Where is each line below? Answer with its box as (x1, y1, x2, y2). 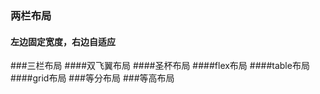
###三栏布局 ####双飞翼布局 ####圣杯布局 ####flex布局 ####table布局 (10, 60, 310, 72)
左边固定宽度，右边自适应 (10, 35, 116, 47)
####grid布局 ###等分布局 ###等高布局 (10, 72, 175, 84)
